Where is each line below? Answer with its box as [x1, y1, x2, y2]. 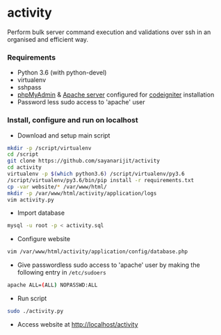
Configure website [17, 235, 71, 243]
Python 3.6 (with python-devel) [17, 68, 107, 77]
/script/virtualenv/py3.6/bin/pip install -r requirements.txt [7, 177, 195, 183]
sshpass [17, 83, 42, 92]
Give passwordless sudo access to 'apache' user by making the [17, 261, 200, 269]
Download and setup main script [17, 131, 110, 140]
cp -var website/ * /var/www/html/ [7, 183, 108, 190]
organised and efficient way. [7, 35, 89, 43]
